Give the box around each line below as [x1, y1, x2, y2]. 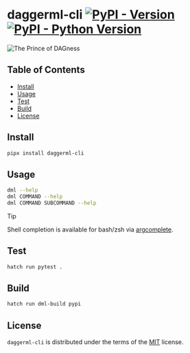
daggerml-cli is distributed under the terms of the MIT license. [7, 338, 184, 346]
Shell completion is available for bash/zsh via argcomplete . [7, 225, 174, 234]
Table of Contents [7, 64, 86, 76]
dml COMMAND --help [7, 193, 63, 201]
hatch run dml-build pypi [7, 301, 81, 308]
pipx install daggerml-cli [7, 150, 84, 157]
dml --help [7, 187, 38, 194]
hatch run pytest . [7, 263, 63, 271]
